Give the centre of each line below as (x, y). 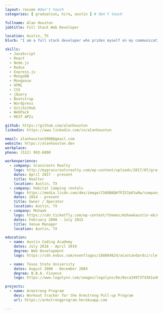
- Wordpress (22, 103)
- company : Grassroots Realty (40, 166)
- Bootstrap (22, 99)
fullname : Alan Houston (29, 23)
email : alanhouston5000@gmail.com (40, 139)
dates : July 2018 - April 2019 (45, 247)
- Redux (17, 67)
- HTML (16, 85)
